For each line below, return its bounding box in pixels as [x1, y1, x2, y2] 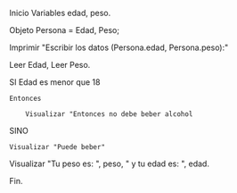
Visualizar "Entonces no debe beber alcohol [25, 110, 193, 119]
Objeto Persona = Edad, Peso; [9, 25, 120, 35]
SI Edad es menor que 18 [9, 77, 101, 88]
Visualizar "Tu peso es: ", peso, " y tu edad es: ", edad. [9, 158, 209, 169]
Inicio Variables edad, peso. [9, 8, 111, 18]
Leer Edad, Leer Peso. [9, 60, 91, 70]
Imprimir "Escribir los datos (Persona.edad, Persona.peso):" [9, 42, 229, 53]
